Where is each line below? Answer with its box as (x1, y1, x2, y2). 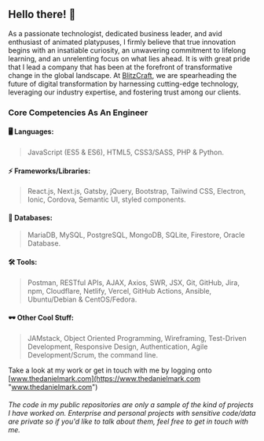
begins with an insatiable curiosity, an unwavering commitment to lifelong (8, 45, 246, 55)
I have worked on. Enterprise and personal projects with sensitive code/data (8, 409, 256, 418)
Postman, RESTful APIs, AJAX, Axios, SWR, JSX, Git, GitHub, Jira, (27, 277, 240, 287)
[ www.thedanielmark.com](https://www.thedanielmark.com (8, 373, 200, 383)
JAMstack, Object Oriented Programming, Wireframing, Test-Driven (27, 333, 247, 343)
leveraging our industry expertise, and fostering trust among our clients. (8, 87, 241, 97)
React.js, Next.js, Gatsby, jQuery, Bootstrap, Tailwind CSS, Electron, (27, 187, 246, 196)
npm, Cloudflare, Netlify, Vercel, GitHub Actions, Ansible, (27, 286, 212, 295)
